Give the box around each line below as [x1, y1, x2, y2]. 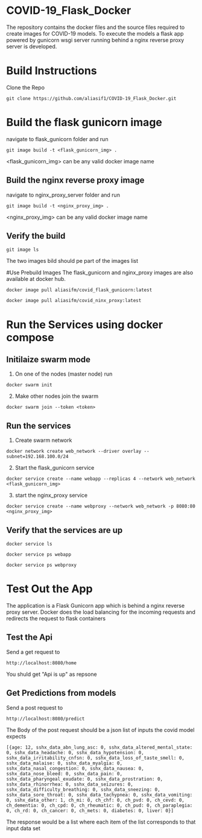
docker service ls [6, 541, 52, 547]
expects [6, 732, 27, 740]
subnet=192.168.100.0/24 [6, 453, 69, 460]
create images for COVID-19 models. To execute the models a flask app [6, 30, 184, 37]
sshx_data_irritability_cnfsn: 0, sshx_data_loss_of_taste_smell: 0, [6, 755, 185, 761]
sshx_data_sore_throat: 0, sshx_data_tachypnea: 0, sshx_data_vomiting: [6, 792, 193, 798]
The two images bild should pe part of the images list [6, 257, 139, 265]
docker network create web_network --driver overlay [6, 449, 142, 455]
